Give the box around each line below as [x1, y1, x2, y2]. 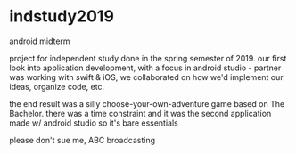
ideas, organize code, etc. [9, 81, 105, 92]
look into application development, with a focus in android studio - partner [9, 62, 282, 73]
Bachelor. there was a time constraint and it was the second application [9, 108, 272, 118]
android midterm [9, 36, 70, 46]
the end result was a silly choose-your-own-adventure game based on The [9, 98, 285, 109]
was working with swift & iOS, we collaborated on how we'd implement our [9, 71, 284, 82]
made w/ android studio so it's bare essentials [9, 118, 178, 128]
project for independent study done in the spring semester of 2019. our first [9, 53, 287, 63]
